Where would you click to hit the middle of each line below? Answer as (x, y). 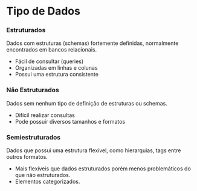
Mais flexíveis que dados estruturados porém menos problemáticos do (103, 169)
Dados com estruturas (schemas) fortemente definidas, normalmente (92, 43)
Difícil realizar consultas (45, 115)
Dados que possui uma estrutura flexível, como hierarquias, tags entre (94, 150)
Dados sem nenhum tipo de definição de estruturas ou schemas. (87, 103)
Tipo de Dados (43, 11)
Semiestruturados (34, 137)
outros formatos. (27, 157)
